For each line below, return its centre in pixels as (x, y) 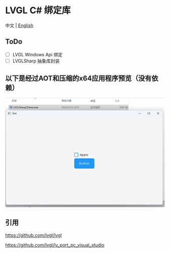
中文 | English (19, 25)
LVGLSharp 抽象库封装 (36, 61)
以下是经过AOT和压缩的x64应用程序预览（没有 (78, 78)
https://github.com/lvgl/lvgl (34, 235)
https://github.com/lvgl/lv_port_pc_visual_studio (55, 245)
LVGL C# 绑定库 (38, 10)
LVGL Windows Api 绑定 (37, 54)
